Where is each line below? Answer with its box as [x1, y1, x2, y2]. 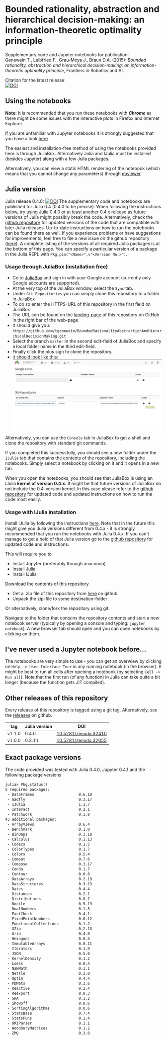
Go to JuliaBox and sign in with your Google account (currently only [12, 274, 151, 280]
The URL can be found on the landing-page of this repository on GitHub [12, 312, 160, 318]
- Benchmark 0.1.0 [7, 827, 90, 832]
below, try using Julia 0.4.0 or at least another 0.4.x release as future [5, 209, 146, 215]
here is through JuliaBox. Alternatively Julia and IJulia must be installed [5, 150, 151, 156]
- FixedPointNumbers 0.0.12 [7, 916, 92, 921]
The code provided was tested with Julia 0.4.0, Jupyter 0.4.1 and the [5, 767, 145, 773]
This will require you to [5, 551, 52, 557]
